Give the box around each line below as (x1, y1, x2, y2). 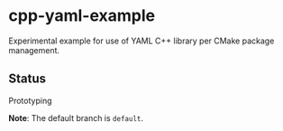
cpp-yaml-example (8, 5, 155, 26)
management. (8, 44, 60, 55)
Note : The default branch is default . (8, 112, 144, 123)
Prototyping (8, 95, 52, 106)
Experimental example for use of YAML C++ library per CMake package (8, 35, 275, 46)
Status (8, 71, 47, 87)
